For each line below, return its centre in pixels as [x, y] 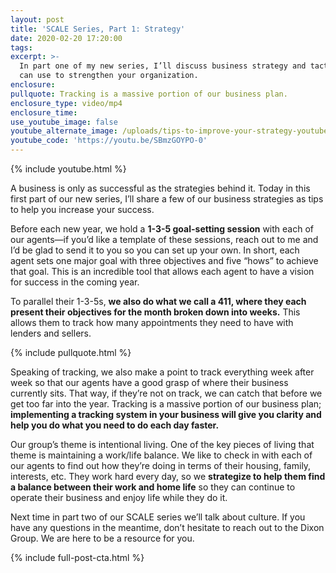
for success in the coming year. [75, 282]
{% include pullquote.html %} [71, 352]
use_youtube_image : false [64, 122]
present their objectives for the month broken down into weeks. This [155, 312]
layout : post [37, 19]
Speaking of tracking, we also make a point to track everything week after [162, 372]
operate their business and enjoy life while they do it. [119, 497]
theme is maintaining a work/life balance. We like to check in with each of [161, 455]
